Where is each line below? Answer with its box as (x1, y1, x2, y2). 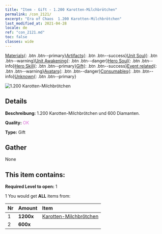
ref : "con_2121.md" (5, 30, 45, 35)
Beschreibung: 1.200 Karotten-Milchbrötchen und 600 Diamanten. (5, 110, 140, 116)
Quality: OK (5, 120, 29, 126)
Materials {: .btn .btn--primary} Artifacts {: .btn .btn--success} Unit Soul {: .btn (5, 52, 158, 58)
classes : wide (5, 39, 34, 44)
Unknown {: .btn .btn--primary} (14, 73, 77, 79)
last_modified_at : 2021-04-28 (5, 21, 67, 26)
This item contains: (5, 170, 65, 179)
